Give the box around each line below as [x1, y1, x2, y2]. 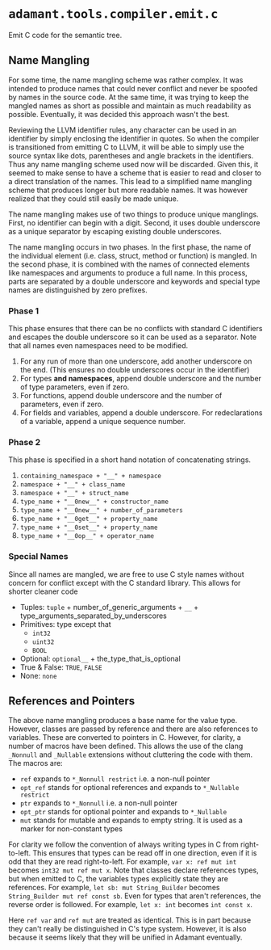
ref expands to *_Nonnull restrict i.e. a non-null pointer [19, 774, 211, 784]
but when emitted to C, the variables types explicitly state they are [8, 874, 228, 884]
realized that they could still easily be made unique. [8, 193, 179, 204]
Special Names [8, 551, 69, 562]
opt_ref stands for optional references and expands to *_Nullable [19, 783, 240, 792]
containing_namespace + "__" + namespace [19, 472, 161, 481]
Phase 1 [8, 305, 40, 317]
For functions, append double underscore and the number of [19, 391, 223, 401]
